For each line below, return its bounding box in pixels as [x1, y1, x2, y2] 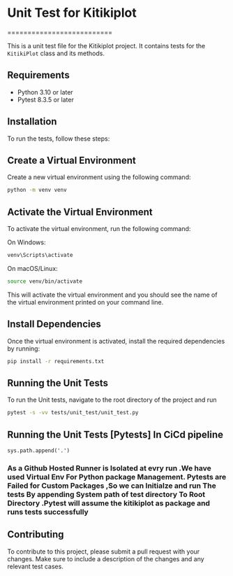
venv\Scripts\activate [7, 252, 73, 259]
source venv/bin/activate [7, 278, 82, 285]
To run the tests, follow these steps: [7, 134, 110, 143]
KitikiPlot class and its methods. [7, 49, 105, 57]
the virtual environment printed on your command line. [7, 297, 164, 306]
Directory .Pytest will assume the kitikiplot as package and [7, 498, 211, 508]
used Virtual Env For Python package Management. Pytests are [7, 472, 227, 482]
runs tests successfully [7, 507, 89, 517]
